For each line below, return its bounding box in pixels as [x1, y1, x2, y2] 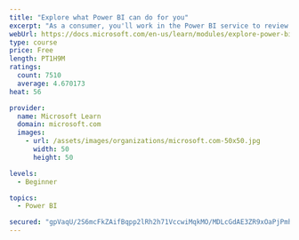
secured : [9, 218, 42, 227]
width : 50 [32, 145, 69, 154]
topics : [9, 193, 38, 203]
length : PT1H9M [9, 54, 66, 63]
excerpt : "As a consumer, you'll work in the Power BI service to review [9, 21, 289, 30]
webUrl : [9, 29, 38, 38]
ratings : [9, 63, 42, 72]
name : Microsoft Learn [17, 112, 101, 121]
